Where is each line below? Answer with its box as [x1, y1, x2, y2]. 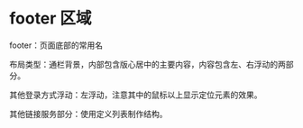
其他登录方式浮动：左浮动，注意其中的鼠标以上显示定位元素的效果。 [9, 89, 262, 100]
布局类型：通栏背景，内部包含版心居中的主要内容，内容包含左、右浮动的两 [9, 59, 286, 69]
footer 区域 [9, 8, 92, 29]
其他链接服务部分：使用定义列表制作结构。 [9, 108, 168, 119]
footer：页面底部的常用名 [9, 40, 104, 50]
